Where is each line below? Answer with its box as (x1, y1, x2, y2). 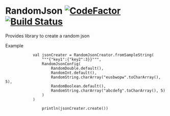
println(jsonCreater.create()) (41, 106, 109, 111)
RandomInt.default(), (51, 70, 97, 75)
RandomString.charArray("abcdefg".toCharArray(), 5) (51, 88, 166, 93)
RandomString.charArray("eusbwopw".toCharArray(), (51, 74, 161, 80)
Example (5, 42, 24, 48)
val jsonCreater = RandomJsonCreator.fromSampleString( (32, 52, 154, 57)
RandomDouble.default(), (51, 66, 104, 71)
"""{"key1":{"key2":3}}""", (41, 56, 102, 62)
